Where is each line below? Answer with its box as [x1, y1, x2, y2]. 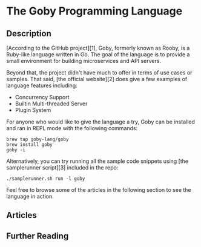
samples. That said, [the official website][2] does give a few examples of [6, 76, 188, 82]
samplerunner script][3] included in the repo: [6, 164, 119, 171]
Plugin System [15, 107, 51, 113]
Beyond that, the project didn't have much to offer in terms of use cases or [6, 69, 193, 76]
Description [6, 28, 51, 39]
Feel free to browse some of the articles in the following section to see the [6, 186, 191, 193]
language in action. [6, 193, 54, 200]
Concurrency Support [15, 94, 70, 100]
